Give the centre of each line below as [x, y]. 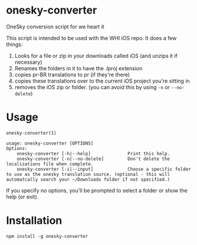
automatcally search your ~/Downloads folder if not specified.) [88, 179]
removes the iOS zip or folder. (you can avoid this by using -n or [92, 87]
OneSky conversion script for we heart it [55, 27]
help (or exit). [22, 197]
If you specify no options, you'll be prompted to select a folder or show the [97, 190]
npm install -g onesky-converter [47, 236]
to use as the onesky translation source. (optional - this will [88, 174]
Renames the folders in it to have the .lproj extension [78, 68]
